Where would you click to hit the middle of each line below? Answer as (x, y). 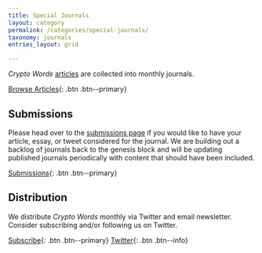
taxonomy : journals (40, 37)
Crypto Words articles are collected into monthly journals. (101, 74)
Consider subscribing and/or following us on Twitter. (93, 225)
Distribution (38, 198)
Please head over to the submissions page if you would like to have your (125, 132)
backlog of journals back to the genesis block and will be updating (115, 149)
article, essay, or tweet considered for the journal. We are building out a (124, 141)
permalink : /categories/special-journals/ (78, 30)
